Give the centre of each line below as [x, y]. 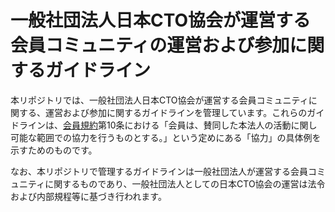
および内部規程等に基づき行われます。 [88, 196]
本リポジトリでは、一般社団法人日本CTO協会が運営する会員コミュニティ [159, 100]
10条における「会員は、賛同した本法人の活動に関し [212, 125]
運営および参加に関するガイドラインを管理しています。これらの [176, 112]
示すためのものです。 [54, 150]
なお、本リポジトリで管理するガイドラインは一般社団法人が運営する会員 [159, 171]
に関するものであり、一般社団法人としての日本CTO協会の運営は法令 [185, 183]
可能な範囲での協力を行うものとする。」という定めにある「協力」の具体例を [166, 137]
